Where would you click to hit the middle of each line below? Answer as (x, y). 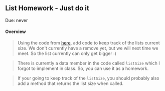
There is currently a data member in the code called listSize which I (89, 63)
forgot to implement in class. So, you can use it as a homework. (83, 68)
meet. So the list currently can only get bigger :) (67, 53)
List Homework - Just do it (47, 8)
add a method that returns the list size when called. (70, 83)
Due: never (17, 20)
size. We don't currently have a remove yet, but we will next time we (88, 48)
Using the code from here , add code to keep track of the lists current (89, 43)
